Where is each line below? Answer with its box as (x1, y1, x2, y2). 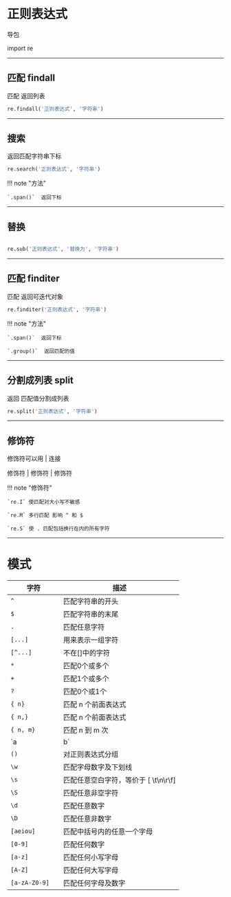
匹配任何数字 (63, 840, 105, 850)
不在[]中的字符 (63, 648, 110, 658)
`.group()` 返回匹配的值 (7, 348, 76, 355)
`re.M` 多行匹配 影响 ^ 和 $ (7, 512, 84, 519)
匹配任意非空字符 (63, 788, 119, 798)
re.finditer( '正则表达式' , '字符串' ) (7, 306, 107, 313)
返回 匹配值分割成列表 (7, 394, 69, 402)
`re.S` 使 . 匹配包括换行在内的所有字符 (7, 525, 110, 533)
